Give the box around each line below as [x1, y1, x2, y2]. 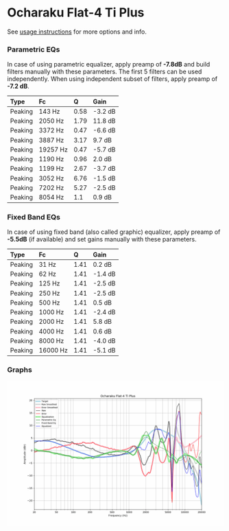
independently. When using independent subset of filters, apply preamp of [7, 75, 218, 83]
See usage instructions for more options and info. [7, 27, 147, 36]
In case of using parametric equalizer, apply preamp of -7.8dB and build [7, 60, 210, 69]
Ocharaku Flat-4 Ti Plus [7, 5, 145, 21]
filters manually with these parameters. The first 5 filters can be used [7, 67, 202, 76]
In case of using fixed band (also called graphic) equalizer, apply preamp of [7, 228, 221, 236]
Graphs [7, 365, 32, 375]
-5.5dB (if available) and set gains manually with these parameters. [7, 235, 197, 244]
